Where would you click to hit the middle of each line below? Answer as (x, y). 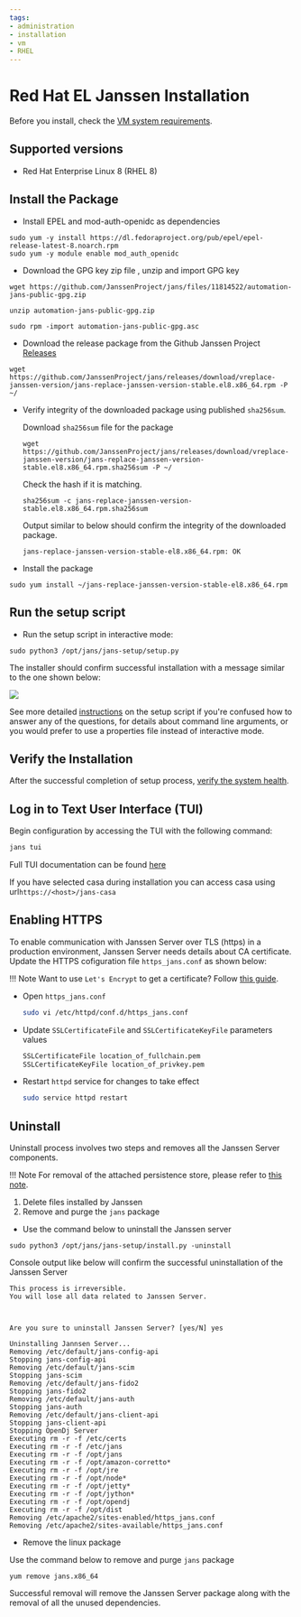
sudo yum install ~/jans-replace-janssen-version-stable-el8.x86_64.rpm (149, 585)
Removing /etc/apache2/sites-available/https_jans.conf (116, 1526)
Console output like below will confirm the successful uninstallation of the (146, 1263)
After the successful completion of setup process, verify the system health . (150, 781)
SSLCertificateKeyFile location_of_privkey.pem (113, 1064)
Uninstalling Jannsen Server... (70, 1344)
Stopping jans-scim (46, 1376)
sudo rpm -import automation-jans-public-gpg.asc (105, 326)
